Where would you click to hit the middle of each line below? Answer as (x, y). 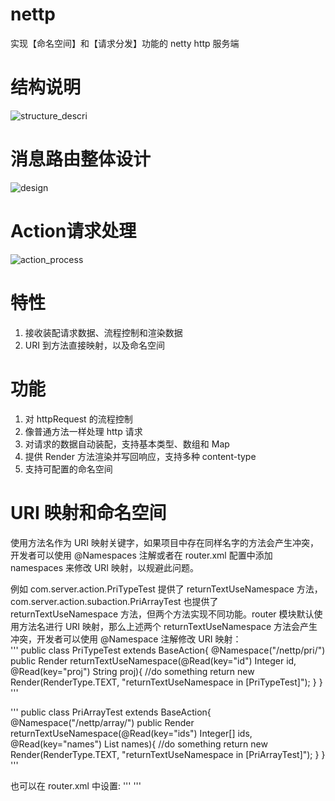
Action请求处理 (73, 231)
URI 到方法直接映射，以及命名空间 (94, 345)
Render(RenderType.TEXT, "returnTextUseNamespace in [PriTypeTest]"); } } (166, 682)
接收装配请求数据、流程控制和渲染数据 (103, 332)
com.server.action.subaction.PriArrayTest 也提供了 (114, 601)
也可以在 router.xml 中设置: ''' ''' (76, 785)
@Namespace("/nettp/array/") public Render (102, 722)
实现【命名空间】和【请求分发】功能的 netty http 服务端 (125, 43)
